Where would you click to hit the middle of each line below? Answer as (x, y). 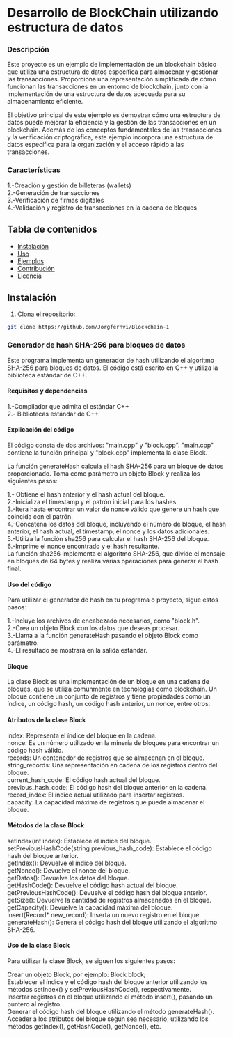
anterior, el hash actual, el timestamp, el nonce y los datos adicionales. (109, 531)
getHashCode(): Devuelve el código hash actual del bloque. (93, 885)
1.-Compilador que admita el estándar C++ (69, 406)
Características (34, 170)
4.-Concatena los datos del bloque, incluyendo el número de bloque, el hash (117, 524)
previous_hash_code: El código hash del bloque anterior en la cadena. (107, 787)
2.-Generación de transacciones (54, 192)
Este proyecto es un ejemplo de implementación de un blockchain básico (112, 65)
